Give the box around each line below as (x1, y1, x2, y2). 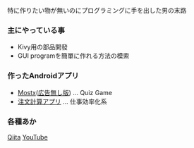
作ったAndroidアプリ (7, 71, 79, 81)
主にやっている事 (7, 25, 66, 35)
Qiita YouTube (7, 132, 48, 141)
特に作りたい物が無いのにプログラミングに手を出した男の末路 (7, 6, 187, 14)
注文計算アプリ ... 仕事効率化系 (17, 97, 107, 106)
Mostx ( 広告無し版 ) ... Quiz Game (17, 88, 113, 97)
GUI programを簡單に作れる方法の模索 (17, 51, 130, 60)
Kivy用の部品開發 (17, 43, 68, 51)
